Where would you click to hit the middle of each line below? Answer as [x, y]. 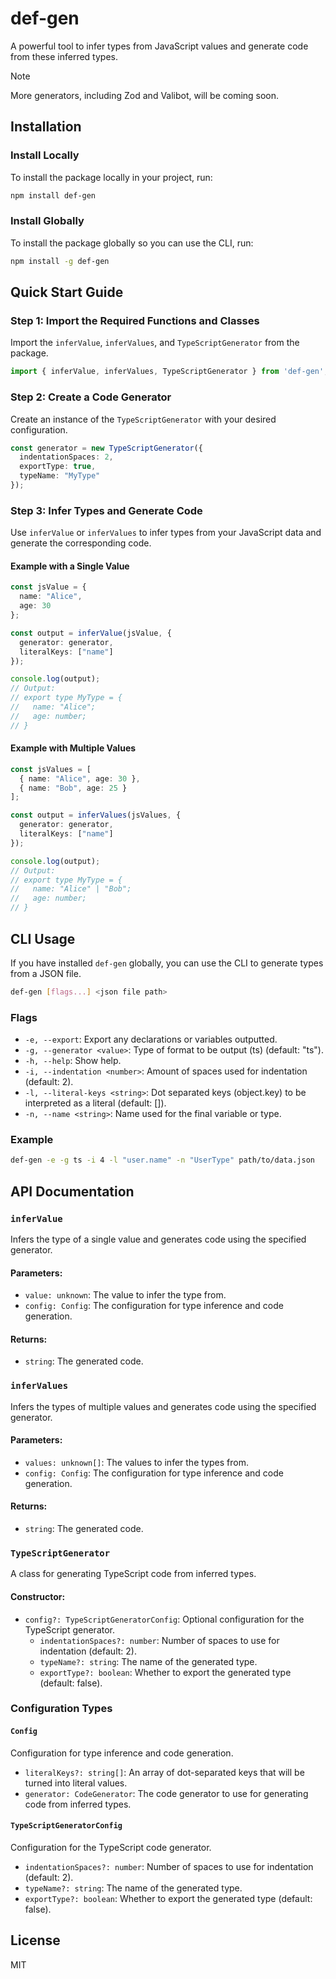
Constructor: [38, 1596]
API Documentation [72, 1191]
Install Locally [45, 155]
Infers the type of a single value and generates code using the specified [158, 1239]
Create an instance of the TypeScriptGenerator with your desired [143, 419]
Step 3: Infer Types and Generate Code [106, 510]
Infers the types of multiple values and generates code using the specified [163, 1406]
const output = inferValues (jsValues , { [96, 815]
